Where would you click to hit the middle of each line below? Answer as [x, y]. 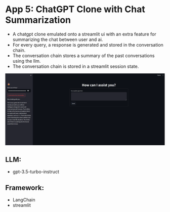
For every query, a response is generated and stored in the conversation [88, 45]
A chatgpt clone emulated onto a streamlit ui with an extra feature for [84, 34]
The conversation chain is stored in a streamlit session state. [76, 66]
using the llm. [27, 61]
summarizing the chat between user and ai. [58, 39]
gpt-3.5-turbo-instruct [36, 172]
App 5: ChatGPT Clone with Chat [75, 9]
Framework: [25, 187]
